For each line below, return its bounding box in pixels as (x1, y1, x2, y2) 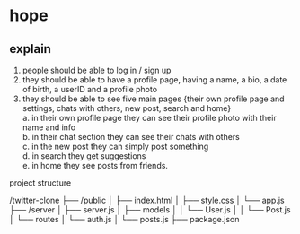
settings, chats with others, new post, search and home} (22, 103, 232, 113)
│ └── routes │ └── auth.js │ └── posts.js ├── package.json (9, 214, 240, 224)
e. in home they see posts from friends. (22, 160, 169, 170)
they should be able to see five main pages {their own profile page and (22, 93, 285, 104)
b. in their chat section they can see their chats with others (22, 132, 240, 142)
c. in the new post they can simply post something (22, 141, 209, 152)
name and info (22, 122, 76, 133)
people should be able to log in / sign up (22, 65, 172, 75)
